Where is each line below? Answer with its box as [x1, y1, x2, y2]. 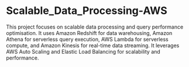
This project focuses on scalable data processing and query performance [6, 23, 184, 30]
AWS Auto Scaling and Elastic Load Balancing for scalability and [6, 48, 161, 55]
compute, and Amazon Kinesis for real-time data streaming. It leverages [6, 42, 180, 49]
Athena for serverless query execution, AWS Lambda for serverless [6, 36, 169, 43]
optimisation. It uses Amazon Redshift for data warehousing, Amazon [6, 29, 173, 36]
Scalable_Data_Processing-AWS [6, 4, 168, 17]
